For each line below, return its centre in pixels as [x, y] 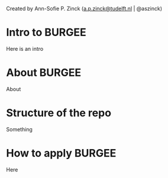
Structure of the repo [59, 113]
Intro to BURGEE [46, 33]
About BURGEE [44, 73]
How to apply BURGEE [61, 153]
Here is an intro [25, 48]
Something [19, 129]
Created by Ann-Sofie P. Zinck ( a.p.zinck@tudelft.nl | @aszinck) [84, 9]
